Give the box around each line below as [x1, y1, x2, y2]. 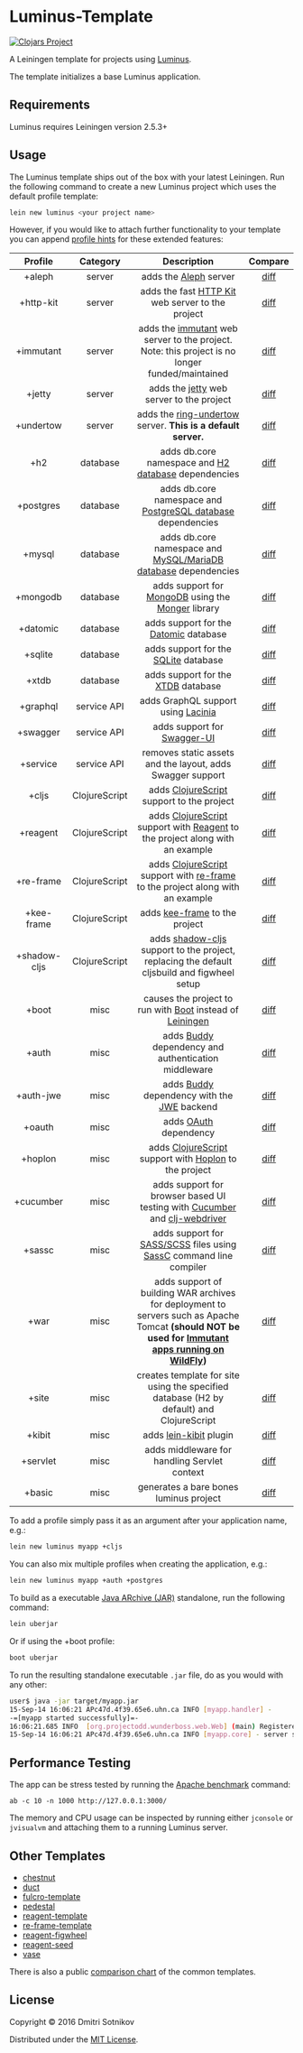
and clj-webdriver [150, 1212, 227, 1225]
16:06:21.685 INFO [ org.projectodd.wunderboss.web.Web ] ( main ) [9, 1722, 256, 1731]
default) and [161, 1403, 215, 1416]
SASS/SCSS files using [139, 1238, 237, 1251]
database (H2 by [152, 1392, 224, 1404]
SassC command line [143, 1250, 234, 1262]
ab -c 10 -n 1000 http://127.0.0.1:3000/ [9, 1797, 168, 1806]
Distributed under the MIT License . [9, 2033, 139, 2045]
